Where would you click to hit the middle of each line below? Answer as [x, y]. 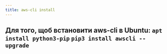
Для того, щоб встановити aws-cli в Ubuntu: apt [84, 31]
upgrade [17, 46]
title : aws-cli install [30, 10]
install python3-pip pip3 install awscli [71, 39]
